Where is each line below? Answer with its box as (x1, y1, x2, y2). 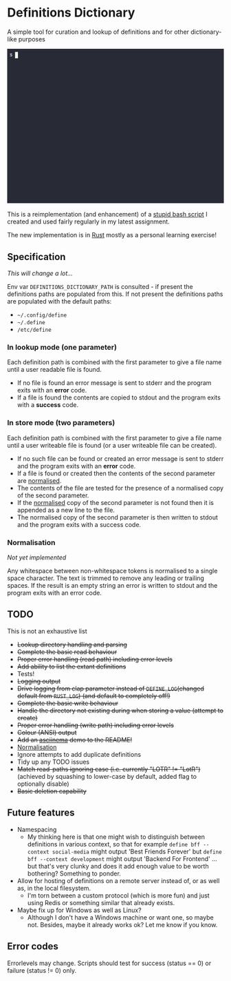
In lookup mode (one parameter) (7, 343, 117, 353)
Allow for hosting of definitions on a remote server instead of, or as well (16, 876, 220, 884)
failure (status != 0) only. (7, 966, 77, 974)
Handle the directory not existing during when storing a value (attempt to (16, 706, 223, 715)
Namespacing (16, 825, 57, 833)
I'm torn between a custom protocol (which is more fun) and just (27, 891, 210, 900)
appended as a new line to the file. (16, 506, 115, 514)
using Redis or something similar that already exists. (27, 898, 175, 906)
